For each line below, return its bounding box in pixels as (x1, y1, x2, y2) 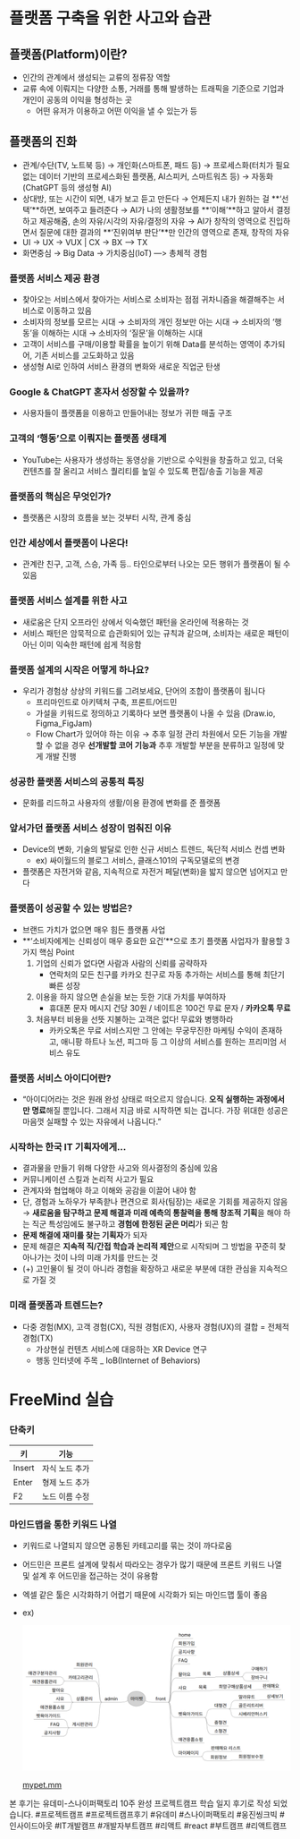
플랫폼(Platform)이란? (9, 47, 128, 62)
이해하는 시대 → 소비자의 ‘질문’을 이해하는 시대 (41, 328, 204, 338)
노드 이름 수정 (41, 1491, 90, 1502)
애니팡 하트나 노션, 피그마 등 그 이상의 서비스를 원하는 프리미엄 (61, 1035, 278, 1047)
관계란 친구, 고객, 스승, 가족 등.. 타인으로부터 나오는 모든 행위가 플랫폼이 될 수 (21, 558, 291, 569)
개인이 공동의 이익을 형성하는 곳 (21, 95, 132, 105)
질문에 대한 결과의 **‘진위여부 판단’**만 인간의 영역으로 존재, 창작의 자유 (38, 226, 290, 237)
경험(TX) (21, 1332, 54, 1343)
